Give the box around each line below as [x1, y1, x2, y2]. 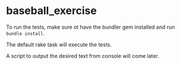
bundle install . [6, 29, 45, 36]
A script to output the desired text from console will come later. [6, 52, 159, 59]
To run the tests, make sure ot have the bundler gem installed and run [6, 23, 175, 30]
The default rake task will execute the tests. [6, 41, 112, 48]
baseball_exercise [6, 4, 97, 18]
